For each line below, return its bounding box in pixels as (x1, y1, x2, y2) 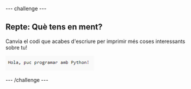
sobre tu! (5, 44, 28, 51)
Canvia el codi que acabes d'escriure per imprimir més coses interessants (5, 38, 186, 45)
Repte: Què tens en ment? (5, 22, 103, 32)
